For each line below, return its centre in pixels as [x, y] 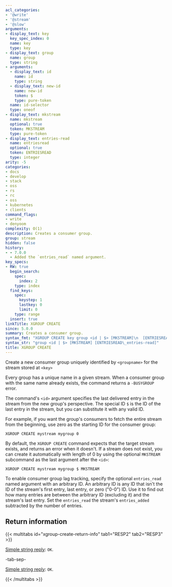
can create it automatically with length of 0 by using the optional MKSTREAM [83, 454]
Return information [36, 522]
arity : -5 [16, 162]
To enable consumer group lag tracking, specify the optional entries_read [83, 478]
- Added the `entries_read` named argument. [58, 257]
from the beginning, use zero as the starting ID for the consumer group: [81, 424]
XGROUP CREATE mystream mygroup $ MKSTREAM [52, 469]
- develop [16, 176]
